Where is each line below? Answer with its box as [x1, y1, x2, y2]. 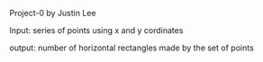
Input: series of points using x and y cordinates [9, 25, 184, 35]
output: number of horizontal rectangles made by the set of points [9, 42, 254, 53]
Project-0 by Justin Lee [9, 8, 96, 18]
